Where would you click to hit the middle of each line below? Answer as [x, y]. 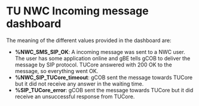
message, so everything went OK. [56, 71]
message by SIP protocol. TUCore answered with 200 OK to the [93, 65]
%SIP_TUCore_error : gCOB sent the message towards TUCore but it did [104, 90]
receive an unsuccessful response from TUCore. [75, 96]
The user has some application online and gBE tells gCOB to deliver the [102, 58]
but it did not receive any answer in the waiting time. [79, 84]
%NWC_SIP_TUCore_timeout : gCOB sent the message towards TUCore [104, 77]
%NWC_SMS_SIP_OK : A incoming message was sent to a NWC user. [100, 52]
